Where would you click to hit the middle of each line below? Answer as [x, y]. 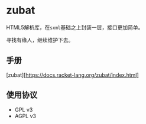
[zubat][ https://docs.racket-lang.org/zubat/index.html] [72, 75]
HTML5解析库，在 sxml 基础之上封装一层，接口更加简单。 [75, 27]
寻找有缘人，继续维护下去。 [40, 40]
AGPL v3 [25, 116]
